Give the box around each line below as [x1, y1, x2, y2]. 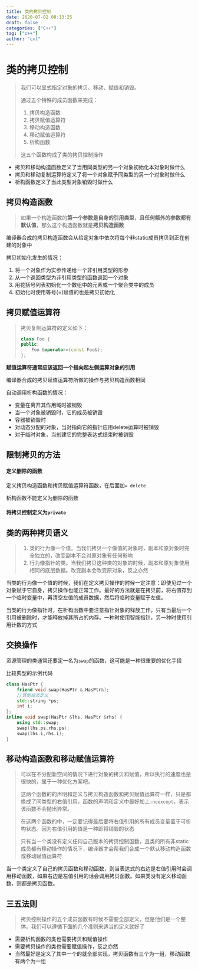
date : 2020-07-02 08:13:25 [6, 14, 72, 20]
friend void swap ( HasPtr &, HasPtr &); [16, 687, 110, 693]
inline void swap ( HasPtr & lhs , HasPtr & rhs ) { [6, 715, 123, 720]
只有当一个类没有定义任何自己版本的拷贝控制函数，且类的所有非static [20, 838, 189, 845]
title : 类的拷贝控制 [6, 8, 51, 15]
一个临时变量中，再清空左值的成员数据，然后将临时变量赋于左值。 [6, 594, 166, 601]
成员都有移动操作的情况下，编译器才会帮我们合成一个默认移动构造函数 [20, 845, 192, 853]
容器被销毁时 [14, 417, 46, 424]
